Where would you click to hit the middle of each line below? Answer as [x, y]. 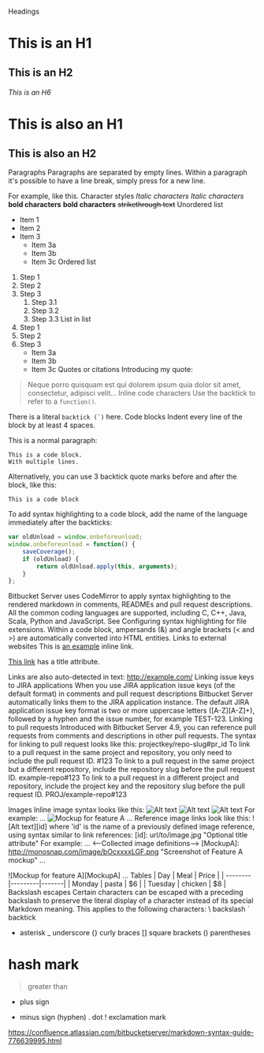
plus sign [34, 1002]
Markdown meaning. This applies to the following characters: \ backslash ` [129, 909]
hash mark [44, 965]
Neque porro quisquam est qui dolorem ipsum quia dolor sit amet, [134, 385]
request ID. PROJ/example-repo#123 [68, 795]
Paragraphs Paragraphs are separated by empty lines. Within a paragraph [128, 172]
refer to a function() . [62, 401]
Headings [24, 11]
